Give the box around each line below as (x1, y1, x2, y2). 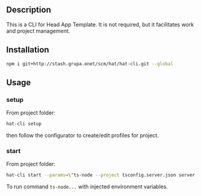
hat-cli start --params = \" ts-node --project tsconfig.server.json (6, 172, 176, 179)
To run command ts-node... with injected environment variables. (6, 183, 169, 191)
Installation (6, 45, 49, 55)
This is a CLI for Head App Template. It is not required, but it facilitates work (6, 21, 194, 28)
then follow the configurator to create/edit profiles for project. (6, 132, 159, 139)
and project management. (6, 27, 70, 34)
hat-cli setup (6, 121, 42, 127)
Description (6, 5, 51, 15)
